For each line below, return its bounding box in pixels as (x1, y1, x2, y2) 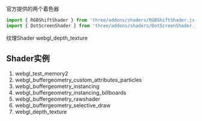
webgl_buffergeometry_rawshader (14, 95, 100, 102)
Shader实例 (6, 53, 50, 64)
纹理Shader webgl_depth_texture (6, 34, 88, 41)
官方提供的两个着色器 (6, 5, 59, 12)
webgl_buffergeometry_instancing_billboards (14, 89, 126, 96)
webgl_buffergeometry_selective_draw (14, 101, 111, 109)
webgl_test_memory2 (14, 69, 69, 77)
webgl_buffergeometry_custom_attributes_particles (14, 76, 142, 83)
